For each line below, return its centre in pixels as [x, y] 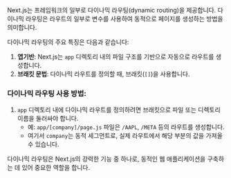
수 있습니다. [43, 144]
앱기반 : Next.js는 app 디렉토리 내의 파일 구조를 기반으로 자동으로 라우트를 [115, 57]
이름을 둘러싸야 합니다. [48, 119]
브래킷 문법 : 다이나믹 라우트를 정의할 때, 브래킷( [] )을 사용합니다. [103, 74]
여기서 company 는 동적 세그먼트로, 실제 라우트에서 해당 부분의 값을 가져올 [125, 136]
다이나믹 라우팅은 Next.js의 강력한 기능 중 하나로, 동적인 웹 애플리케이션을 [107, 159]
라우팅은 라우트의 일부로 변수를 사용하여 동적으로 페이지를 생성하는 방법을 [124, 19]
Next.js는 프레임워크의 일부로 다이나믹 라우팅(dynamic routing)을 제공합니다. [112, 10]
